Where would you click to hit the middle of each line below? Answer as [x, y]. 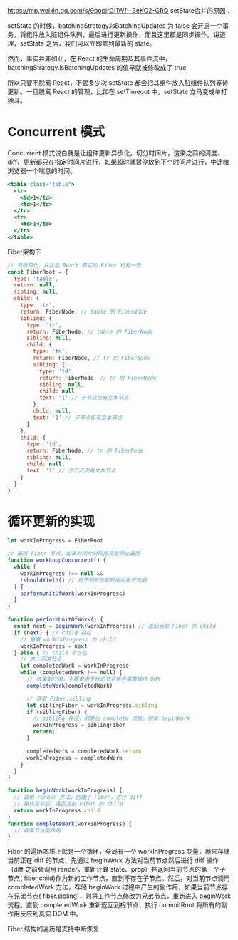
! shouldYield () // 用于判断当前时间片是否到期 [84, 580]
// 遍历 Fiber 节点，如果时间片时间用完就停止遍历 [74, 554]
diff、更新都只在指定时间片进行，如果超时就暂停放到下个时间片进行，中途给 [118, 162]
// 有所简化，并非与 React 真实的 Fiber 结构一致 [74, 265]
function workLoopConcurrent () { [57, 561]
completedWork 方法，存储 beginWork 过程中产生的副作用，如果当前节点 [115, 887]
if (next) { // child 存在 [53, 633]
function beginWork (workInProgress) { [65, 791]
